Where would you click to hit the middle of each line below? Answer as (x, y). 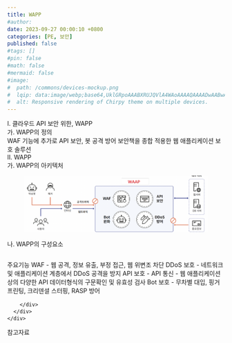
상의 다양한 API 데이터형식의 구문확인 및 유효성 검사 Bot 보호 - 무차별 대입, (107, 282)
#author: (20, 22)
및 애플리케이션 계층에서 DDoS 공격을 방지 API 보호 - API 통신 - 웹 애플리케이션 (114, 274)
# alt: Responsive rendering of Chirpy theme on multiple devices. (108, 102)
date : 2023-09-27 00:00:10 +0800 (55, 29)
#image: (18, 80)
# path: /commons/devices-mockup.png (63, 87)
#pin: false (24, 59)
